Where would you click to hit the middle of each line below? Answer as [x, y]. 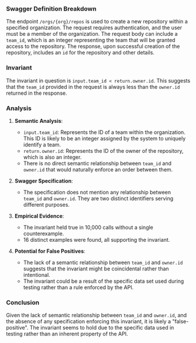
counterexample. [44, 234]
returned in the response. [37, 93]
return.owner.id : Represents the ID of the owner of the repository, [103, 150]
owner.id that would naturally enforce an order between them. [98, 169]
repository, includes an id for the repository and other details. [80, 53]
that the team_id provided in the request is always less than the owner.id [93, 87]
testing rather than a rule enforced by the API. [78, 287]
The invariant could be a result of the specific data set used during [104, 281]
